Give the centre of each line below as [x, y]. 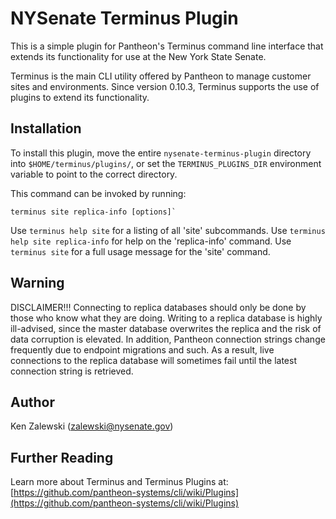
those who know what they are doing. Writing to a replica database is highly [166, 318]
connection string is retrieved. [72, 371]
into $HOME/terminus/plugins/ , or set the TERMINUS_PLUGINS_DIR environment [166, 163]
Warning [37, 283]
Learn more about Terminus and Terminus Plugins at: [119, 482]
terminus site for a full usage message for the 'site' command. [140, 251]
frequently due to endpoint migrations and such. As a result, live [142, 349]
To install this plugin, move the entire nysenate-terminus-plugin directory [161, 153]
